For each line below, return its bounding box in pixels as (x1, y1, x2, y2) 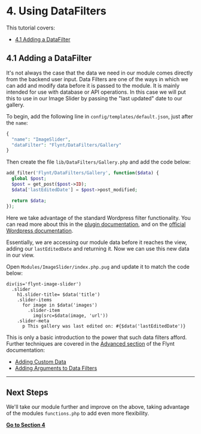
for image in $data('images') (22, 302, 98, 308)
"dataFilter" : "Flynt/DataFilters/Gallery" (11, 142, 121, 148)
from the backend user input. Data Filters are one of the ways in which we (6, 75, 188, 82)
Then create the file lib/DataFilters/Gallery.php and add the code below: (6, 158, 191, 166)
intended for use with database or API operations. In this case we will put (6, 88, 187, 96)
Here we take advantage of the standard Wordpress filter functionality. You (6, 214, 191, 221)
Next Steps (6, 387, 48, 397)
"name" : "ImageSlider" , (11, 136, 71, 142)
